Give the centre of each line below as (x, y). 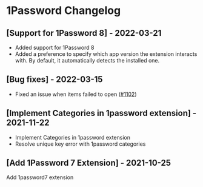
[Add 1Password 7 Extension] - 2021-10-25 (89, 163)
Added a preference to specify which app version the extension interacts (106, 54)
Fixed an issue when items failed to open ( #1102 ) (76, 94)
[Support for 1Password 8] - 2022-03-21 (84, 33)
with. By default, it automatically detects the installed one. (87, 60)
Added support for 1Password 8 (55, 47)
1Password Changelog (64, 11)
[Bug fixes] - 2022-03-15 (55, 80)
